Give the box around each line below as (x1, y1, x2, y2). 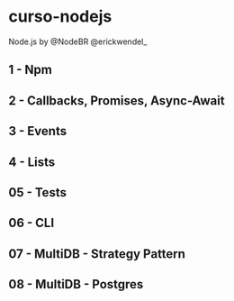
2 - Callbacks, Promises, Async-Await (8, 93, 226, 108)
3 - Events (8, 123, 67, 139)
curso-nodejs (8, 6, 112, 27)
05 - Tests (8, 185, 67, 200)
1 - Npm (8, 62, 53, 78)
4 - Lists (8, 154, 56, 169)
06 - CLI (8, 215, 55, 231)
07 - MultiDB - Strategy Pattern (8, 246, 186, 261)
